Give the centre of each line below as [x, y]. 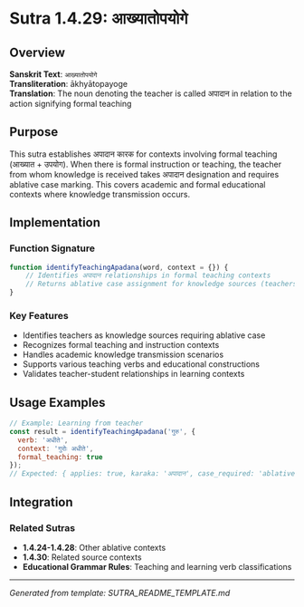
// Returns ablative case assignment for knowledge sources [141, 284]
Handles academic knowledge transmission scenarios [123, 355]
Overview [38, 52]
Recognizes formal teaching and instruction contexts [121, 345]
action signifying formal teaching [71, 104]
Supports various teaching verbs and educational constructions [141, 364]
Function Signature [52, 248]
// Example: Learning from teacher [76, 424]
